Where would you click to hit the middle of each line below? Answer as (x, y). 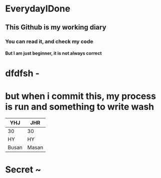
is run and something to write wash (80, 107)
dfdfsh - (22, 73)
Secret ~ (23, 170)
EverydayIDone (38, 9)
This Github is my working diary (56, 27)
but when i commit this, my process (81, 96)
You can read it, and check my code (49, 41)
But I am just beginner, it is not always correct (53, 53)
